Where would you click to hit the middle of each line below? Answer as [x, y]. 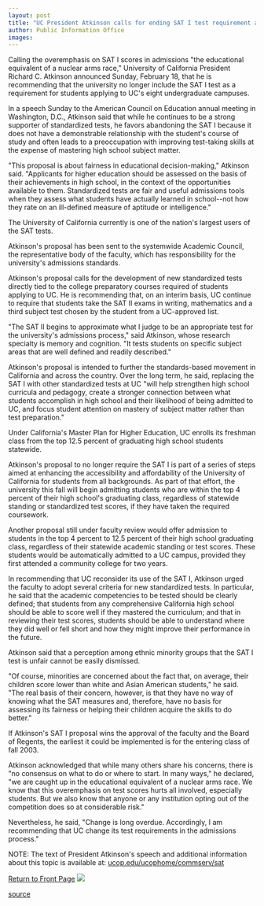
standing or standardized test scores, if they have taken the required [119, 507]
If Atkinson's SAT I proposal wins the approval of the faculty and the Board [129, 734]
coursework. [29, 515]
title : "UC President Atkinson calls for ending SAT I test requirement [130, 23]
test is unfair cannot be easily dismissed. [74, 661]
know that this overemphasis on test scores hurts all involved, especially [125, 790]
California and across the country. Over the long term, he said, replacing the [131, 375]
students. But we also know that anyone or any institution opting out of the [128, 799]
